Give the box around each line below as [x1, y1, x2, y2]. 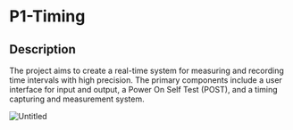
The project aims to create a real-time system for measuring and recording [9, 65, 284, 76]
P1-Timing [9, 6, 86, 27]
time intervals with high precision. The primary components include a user [9, 75, 283, 85]
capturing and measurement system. [9, 93, 145, 104]
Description [9, 42, 76, 57]
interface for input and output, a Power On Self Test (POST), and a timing [9, 85, 279, 94]
